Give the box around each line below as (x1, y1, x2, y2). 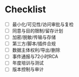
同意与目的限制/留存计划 (12, 28, 63, 34)
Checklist (5, 4, 46, 15)
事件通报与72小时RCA (12, 53, 58, 60)
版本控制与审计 (12, 66, 44, 72)
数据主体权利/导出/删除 (12, 47, 61, 53)
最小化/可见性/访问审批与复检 (12, 21, 74, 27)
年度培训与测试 (12, 60, 44, 66)
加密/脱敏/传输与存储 (12, 34, 56, 41)
